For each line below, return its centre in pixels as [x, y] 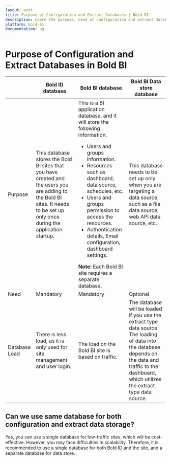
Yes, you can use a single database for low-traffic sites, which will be [78, 437]
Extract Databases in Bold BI [66, 65]
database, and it [97, 116]
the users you [52, 185]
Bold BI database [101, 88]
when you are [145, 185]
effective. [15, 442]
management [52, 360]
